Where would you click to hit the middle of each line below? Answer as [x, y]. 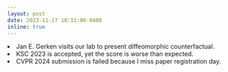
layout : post [26, 14]
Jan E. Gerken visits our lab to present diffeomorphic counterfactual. [115, 47]
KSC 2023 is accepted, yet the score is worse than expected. [105, 54]
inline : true [26, 27]
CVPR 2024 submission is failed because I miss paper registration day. [119, 62]
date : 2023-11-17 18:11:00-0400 [55, 20]
